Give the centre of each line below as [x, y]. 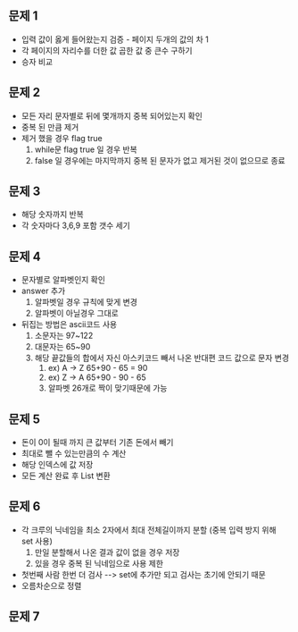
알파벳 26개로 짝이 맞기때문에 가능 [108, 388]
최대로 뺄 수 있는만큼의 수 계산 [74, 453]
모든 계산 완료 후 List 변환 [66, 476]
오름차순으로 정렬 [51, 586]
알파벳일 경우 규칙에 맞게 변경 [86, 302]
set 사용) [37, 541]
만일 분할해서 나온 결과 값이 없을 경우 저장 [107, 552]
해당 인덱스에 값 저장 [57, 465]
